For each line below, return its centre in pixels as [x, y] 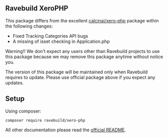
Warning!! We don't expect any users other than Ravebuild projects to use [82, 51]
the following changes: [29, 26]
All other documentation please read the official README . [66, 130]
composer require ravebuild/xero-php [45, 120]
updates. [15, 82]
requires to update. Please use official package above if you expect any [80, 77]
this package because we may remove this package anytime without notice [84, 57]
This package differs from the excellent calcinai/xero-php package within [82, 20]
